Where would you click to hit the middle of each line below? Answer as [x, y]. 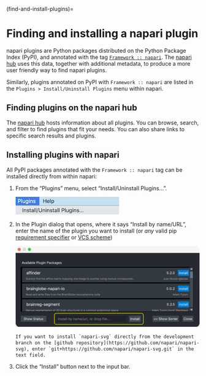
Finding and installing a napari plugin [102, 34]
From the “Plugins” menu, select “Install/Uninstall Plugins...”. [91, 188]
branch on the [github [44, 343]
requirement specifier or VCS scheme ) [64, 237]
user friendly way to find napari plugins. [57, 70]
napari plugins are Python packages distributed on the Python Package [96, 50]
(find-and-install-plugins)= [40, 9]
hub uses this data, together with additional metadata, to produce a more [98, 63]
